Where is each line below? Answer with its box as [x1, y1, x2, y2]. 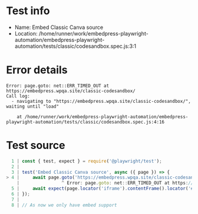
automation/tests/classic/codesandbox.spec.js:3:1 [14, 43, 137, 50]
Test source [6, 139, 65, 152]
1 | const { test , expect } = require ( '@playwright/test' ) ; [11, 158, 162, 164]
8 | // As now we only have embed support [11, 202, 117, 208]
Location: [14, 30, 38, 37]
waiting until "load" [6, 103, 60, 109]
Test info [6, 4, 50, 18]
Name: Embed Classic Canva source [14, 24, 104, 31]
